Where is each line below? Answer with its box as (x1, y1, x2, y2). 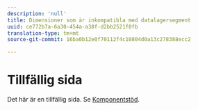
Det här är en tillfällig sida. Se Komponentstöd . (7, 95, 140, 104)
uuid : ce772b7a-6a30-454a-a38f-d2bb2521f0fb (7, 23, 138, 30)
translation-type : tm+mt (7, 29, 79, 37)
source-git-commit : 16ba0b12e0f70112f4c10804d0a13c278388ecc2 (7, 36, 191, 43)
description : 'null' (7, 10, 67, 17)
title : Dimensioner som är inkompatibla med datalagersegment (7, 17, 191, 24)
